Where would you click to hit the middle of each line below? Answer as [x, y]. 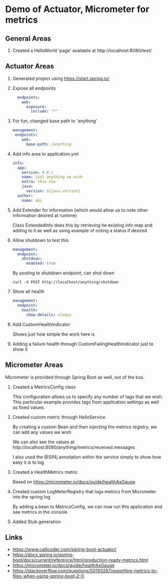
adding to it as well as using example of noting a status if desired [80, 230]
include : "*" [45, 112]
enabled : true [41, 263]
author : [25, 196]
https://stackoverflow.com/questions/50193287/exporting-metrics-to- [85, 571]
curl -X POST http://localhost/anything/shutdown [66, 282]
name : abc [32, 200]
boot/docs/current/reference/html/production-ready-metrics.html [80, 560]
